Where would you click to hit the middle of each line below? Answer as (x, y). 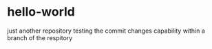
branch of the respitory (40, 37)
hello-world (41, 12)
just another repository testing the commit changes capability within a (106, 31)
